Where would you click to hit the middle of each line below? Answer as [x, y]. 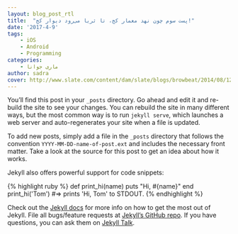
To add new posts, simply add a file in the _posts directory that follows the [116, 136]
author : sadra [28, 73]
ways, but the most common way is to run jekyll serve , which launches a [115, 115]
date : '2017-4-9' [33, 27]
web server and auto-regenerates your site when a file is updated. [104, 123]
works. [17, 159]
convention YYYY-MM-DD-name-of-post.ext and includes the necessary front [116, 144]
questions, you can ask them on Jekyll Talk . [71, 223]
